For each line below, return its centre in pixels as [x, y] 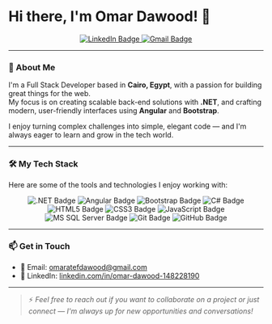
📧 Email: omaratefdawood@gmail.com [83, 267]
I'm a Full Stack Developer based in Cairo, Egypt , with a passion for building [135, 85]
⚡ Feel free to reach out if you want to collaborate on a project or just [144, 299]
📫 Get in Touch [39, 246]
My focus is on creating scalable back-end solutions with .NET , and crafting [135, 102]
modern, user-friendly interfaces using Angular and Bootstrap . [114, 111]
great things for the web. [50, 94]
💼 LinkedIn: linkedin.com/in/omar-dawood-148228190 [110, 276]
